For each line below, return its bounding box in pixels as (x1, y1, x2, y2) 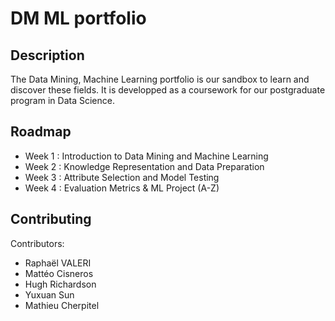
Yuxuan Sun (24, 288, 75, 301)
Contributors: (10, 237, 65, 249)
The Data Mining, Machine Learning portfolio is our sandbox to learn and (10, 73, 310, 85)
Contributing (10, 211, 92, 228)
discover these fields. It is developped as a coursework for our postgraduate (10, 84, 326, 96)
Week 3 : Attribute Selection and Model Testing (24, 171, 220, 183)
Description (10, 47, 85, 64)
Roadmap (10, 123, 72, 141)
